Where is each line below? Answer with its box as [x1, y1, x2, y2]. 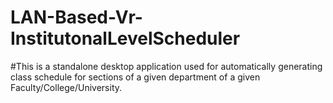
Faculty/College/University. [10, 81, 123, 93]
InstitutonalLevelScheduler [10, 27, 241, 50]
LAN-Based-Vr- [10, 6, 143, 29]
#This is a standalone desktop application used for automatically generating [10, 60, 323, 72]
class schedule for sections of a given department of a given [10, 71, 261, 83]
